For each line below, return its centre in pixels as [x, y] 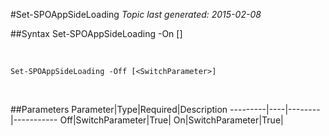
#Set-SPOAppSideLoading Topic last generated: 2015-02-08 [136, 14]
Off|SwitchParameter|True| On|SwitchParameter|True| [171, 120]
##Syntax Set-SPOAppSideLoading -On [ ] [96, 33]
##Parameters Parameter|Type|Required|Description [119, 109]
